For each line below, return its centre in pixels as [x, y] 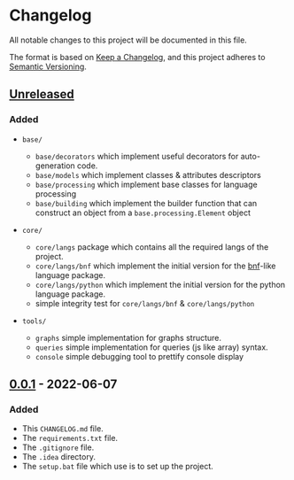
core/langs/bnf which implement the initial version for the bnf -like [155, 266]
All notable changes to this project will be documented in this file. [128, 40]
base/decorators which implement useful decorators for [137, 156]
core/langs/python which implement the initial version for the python [160, 284]
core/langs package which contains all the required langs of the [152, 247]
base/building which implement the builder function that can [146, 203]
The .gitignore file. [58, 447]
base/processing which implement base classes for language [147, 184]
